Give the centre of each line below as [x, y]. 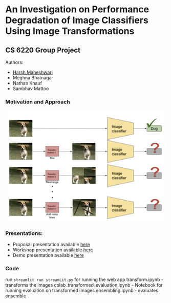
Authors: [14, 62]
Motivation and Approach [38, 102]
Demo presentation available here [48, 255]
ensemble [16, 296]
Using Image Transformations [70, 31]
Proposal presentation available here [51, 245]
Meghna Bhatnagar [33, 78]
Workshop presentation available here [53, 250]
